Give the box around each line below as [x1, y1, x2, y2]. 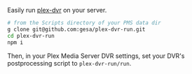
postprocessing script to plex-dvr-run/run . [7, 59, 132, 67]
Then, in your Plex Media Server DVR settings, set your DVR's [7, 52, 185, 60]
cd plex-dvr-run [7, 32, 55, 39]
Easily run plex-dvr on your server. [7, 6, 107, 14]
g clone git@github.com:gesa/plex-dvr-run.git [7, 26, 146, 33]
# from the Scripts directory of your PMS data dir [7, 20, 161, 27]
